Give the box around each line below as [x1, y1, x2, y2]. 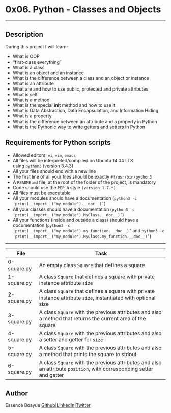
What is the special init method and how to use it [12, 102, 116, 108]
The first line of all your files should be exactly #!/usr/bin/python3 [12, 173, 152, 180]
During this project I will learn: [5, 43, 68, 49]
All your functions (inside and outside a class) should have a [12, 217, 139, 223]
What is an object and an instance [12, 70, 84, 76]
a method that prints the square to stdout [39, 350, 137, 358]
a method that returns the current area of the [39, 315, 146, 322]
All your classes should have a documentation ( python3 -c [12, 206, 135, 212]
